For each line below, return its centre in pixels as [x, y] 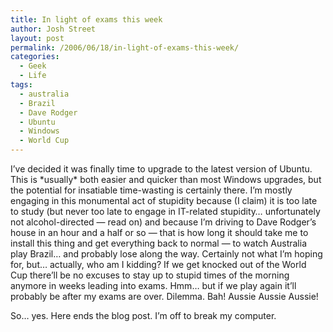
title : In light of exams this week [86, 19]
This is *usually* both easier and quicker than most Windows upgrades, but [166, 179]
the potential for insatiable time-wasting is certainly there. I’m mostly [151, 190]
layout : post [37, 38]
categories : [35, 57]
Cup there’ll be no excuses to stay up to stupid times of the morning [150, 275]
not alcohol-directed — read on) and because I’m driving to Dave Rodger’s [163, 222]
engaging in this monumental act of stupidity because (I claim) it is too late [164, 200]
